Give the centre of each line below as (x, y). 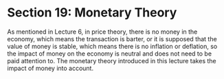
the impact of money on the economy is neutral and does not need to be (109, 54)
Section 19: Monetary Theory (92, 13)
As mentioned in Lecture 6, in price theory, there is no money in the (102, 32)
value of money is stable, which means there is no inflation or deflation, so (112, 46)
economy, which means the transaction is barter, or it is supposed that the (112, 38)
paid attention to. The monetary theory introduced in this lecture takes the (112, 60)
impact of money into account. (51, 68)
